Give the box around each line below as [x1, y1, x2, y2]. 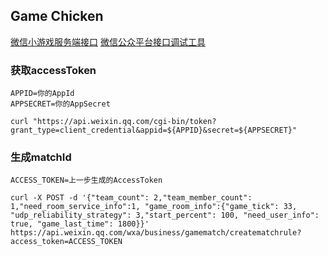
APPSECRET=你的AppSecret [10, 99, 111, 109]
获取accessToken [10, 63, 97, 77]
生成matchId [10, 150, 72, 164]
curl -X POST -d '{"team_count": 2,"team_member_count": [10, 193, 253, 203]
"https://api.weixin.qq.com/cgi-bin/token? [32, 117, 217, 127]
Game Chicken [10, 8, 104, 25]
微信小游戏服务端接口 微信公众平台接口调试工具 [10, 35, 206, 48]
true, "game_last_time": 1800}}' [10, 219, 150, 229]
